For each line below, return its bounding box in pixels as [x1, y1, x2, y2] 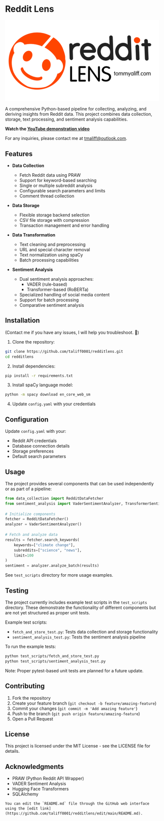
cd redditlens [5, 354, 34, 359]
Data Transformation [12, 232, 56, 238]
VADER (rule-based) [26, 281, 67, 288]
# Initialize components [5, 511, 56, 516]
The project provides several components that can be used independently [5, 480, 154, 486]
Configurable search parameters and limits [19, 188, 106, 194]
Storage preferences [12, 448, 54, 454]
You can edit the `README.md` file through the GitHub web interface [5, 801, 150, 806]
